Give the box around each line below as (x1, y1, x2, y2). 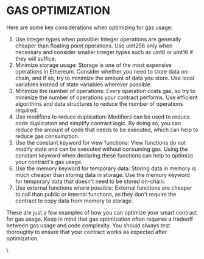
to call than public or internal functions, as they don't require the (15, 190, 177, 198)
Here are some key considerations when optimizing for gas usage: (6, 24, 173, 31)
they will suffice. (15, 55, 57, 62)
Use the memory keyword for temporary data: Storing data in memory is (15, 165, 196, 172)
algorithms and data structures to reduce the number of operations (15, 100, 184, 107)
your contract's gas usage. (15, 158, 83, 165)
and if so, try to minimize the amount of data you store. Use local (32, 74, 195, 81)
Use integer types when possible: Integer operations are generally (15, 35, 181, 43)
